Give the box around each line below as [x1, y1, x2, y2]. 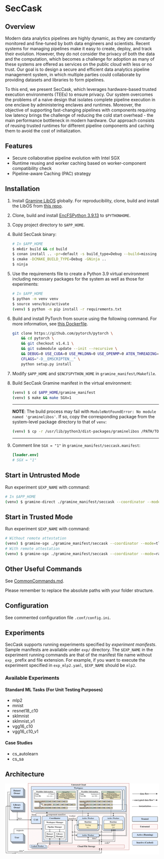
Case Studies [5, 740, 33, 746]
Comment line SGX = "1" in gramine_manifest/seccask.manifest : [12, 443, 141, 449]
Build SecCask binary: [12, 231, 57, 237]
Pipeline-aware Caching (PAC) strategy [12, 171, 91, 176]
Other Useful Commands [5, 565, 82, 573]
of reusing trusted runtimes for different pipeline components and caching [5, 123, 154, 129]
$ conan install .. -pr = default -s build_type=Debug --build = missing [12, 252, 157, 257]
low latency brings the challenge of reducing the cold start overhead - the [5, 112, 154, 118]
